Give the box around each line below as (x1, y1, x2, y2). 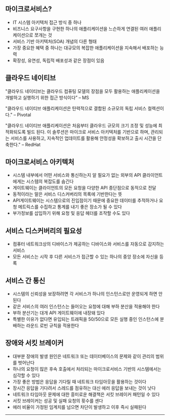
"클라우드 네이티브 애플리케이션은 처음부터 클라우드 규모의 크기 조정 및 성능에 (5, 122, 157, 128)
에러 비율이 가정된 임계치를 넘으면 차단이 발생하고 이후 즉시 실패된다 (12, 404, 147, 410)
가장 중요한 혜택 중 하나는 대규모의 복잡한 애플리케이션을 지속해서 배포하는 (12, 45, 159, 51)
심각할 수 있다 (12, 372, 40, 378)
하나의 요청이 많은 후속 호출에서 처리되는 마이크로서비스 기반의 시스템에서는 (12, 366, 162, 372)
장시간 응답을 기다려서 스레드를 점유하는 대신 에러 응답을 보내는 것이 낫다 (12, 385, 156, 391)
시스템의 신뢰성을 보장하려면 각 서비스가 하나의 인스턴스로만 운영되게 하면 (12, 291, 158, 297)
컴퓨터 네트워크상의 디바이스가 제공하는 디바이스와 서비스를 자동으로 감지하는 (12, 241, 164, 247)
